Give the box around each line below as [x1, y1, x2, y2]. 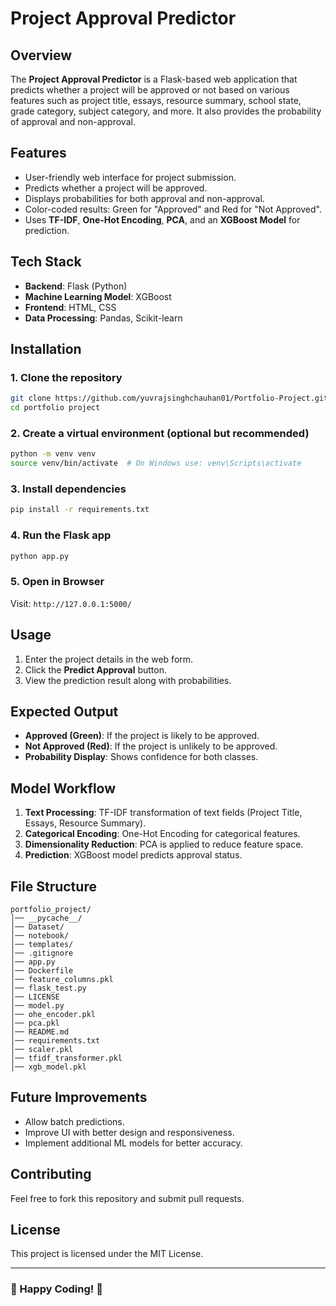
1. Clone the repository [10, 370, 123, 384]
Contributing [10, 1166, 92, 1183]
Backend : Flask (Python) [24, 280, 128, 292]
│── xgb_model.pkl [10, 1062, 87, 1072]
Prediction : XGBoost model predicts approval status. [24, 849, 243, 861]
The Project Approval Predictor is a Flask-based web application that [10, 73, 298, 85]
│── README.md [10, 1027, 70, 1037]
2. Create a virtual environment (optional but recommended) [10, 426, 310, 440]
